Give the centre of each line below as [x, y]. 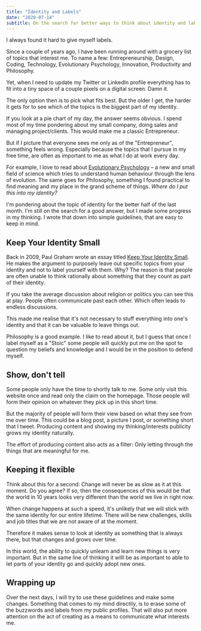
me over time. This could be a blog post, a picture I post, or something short [100, 420]
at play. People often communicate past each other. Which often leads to [96, 300]
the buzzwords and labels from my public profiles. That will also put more [97, 610]
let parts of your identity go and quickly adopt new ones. [76, 564]
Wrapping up [31, 583]
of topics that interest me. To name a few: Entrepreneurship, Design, [90, 58]
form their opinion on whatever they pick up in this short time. [82, 402]
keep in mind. [23, 224]
